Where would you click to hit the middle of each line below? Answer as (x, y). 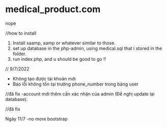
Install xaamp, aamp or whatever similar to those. (64, 43)
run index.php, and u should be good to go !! (59, 59)
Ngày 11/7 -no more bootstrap (36, 119)
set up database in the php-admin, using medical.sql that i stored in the (87, 48)
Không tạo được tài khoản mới (44, 78)
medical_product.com (53, 9)
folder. (19, 54)
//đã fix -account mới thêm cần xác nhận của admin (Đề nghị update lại (80, 94)
